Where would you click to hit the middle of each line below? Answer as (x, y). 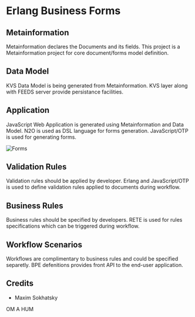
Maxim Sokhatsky (36, 298)
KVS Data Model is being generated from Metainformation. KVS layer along (97, 85)
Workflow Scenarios (44, 244)
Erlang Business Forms (63, 11)
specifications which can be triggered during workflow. (73, 226)
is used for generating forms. (41, 137)
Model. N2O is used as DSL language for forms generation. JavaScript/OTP (97, 131)
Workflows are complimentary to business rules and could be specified (92, 259)
